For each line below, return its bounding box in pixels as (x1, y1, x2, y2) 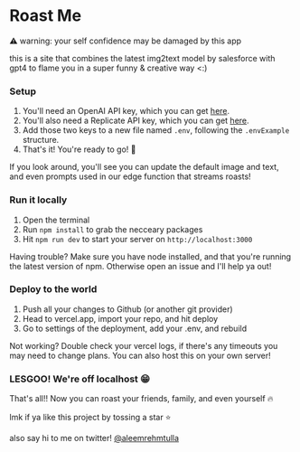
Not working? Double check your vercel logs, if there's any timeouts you (9, 340, 278, 351)
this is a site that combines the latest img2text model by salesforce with (9, 52, 276, 63)
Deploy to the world (9, 283, 98, 296)
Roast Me (9, 5, 82, 26)
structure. (22, 135, 60, 146)
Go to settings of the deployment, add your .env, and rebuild (22, 323, 247, 334)
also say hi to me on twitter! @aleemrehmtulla (9, 433, 179, 444)
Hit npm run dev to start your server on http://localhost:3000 (22, 233, 253, 244)
